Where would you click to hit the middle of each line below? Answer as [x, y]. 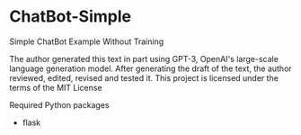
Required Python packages [59, 104]
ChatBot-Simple [71, 17]
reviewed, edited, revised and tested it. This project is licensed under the [144, 77]
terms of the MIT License [56, 87]
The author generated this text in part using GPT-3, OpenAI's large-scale [144, 58]
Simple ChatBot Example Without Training [87, 41]
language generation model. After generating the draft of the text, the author [150, 68]
